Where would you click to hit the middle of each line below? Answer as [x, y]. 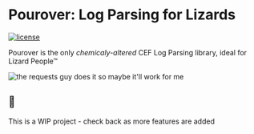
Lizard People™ [33, 61]
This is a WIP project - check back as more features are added [111, 121]
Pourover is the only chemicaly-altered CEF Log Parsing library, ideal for [127, 52]
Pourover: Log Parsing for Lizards [122, 15]
